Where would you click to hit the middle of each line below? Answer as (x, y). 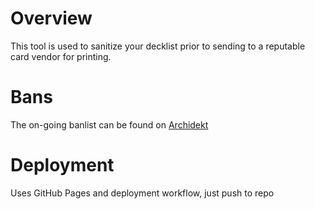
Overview (51, 18)
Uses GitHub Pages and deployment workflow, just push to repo (142, 193)
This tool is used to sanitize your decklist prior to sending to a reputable (158, 46)
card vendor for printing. (61, 56)
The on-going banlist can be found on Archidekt (109, 124)
